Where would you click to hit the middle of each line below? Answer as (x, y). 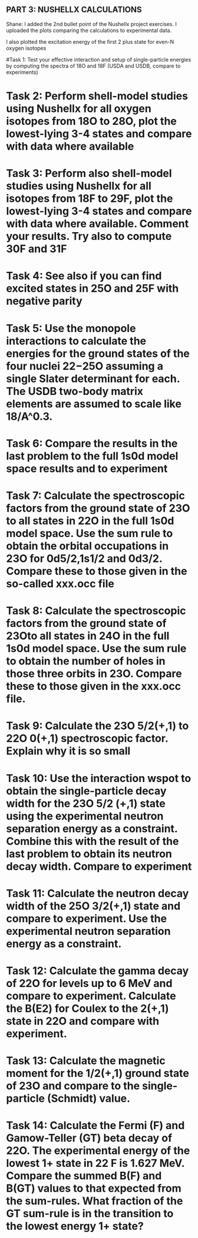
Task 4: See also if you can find (84, 276)
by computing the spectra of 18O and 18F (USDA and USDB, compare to (93, 66)
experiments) (22, 72)
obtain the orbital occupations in (88, 546)
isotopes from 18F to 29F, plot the (90, 199)
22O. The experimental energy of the (98, 1151)
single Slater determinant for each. (93, 379)
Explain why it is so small (68, 751)
